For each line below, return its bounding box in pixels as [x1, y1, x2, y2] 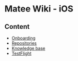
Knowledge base [11, 46, 46, 51]
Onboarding [11, 35, 36, 41]
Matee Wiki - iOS [4, 3, 74, 14]
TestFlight [11, 50, 32, 56]
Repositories [11, 40, 37, 46]
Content [4, 23, 30, 31]
